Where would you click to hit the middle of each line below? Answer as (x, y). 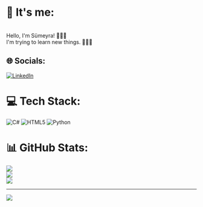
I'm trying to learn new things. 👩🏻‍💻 (49, 42)
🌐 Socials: (26, 61)
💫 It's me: (30, 12)
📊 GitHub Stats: (47, 147)
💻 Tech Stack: (43, 101)
